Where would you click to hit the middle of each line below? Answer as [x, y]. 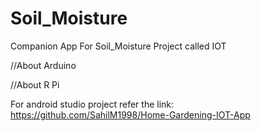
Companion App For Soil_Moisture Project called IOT [118, 46]
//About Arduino [43, 65]
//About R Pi [35, 84]
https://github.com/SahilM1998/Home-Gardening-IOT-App [130, 114]
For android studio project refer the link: [92, 104]
